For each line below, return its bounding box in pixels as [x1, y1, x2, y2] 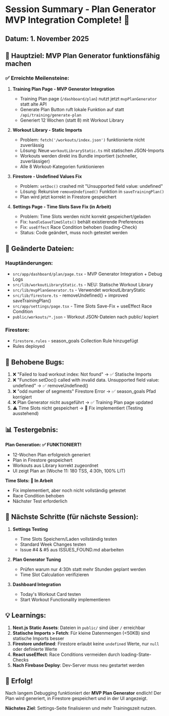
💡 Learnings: [5, 611, 46, 620]
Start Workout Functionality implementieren [20, 596, 110, 602]
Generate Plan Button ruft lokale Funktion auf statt [20, 107, 125, 113]
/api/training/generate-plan [20, 113, 82, 118]
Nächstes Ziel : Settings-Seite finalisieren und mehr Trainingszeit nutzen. [5, 705, 156, 711]
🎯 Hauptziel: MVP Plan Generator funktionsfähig [5, 52, 160, 60]
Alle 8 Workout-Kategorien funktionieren [20, 164, 104, 170]
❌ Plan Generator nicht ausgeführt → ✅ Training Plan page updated [12, 399, 153, 405]
